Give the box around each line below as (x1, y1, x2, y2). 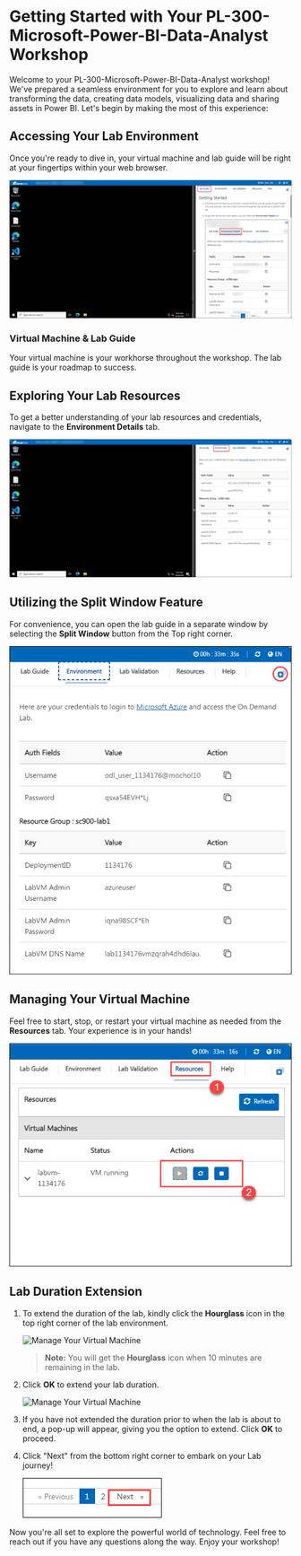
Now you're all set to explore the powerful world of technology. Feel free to (9, 1526, 287, 1537)
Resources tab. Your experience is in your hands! (9, 1025, 193, 1036)
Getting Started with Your (9, 6, 203, 27)
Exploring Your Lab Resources (9, 388, 181, 403)
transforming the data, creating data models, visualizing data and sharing (9, 92, 279, 104)
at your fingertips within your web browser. (9, 162, 168, 172)
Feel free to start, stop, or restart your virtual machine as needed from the (9, 1016, 282, 1027)
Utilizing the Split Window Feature (9, 595, 203, 610)
